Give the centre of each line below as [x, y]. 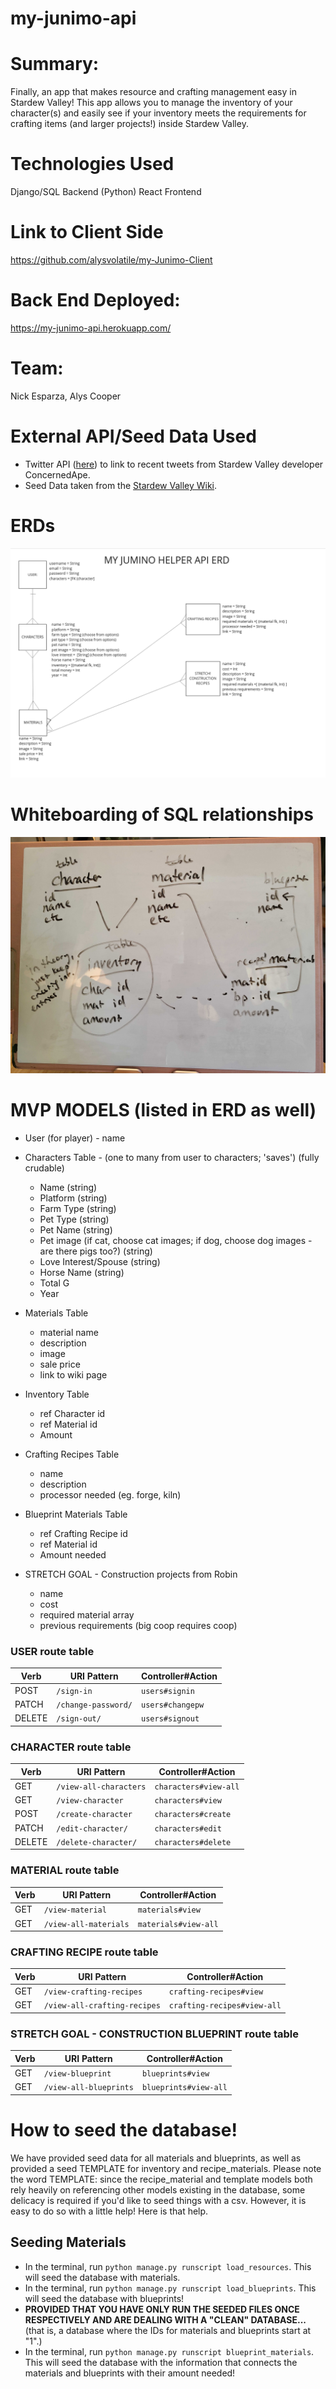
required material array [87, 1614]
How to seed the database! [124, 2129]
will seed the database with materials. [102, 2277]
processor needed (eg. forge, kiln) [110, 1494]
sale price [60, 1364]
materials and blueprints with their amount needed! [130, 2373]
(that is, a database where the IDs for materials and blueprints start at [168, 2330]
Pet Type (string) [74, 1219]
